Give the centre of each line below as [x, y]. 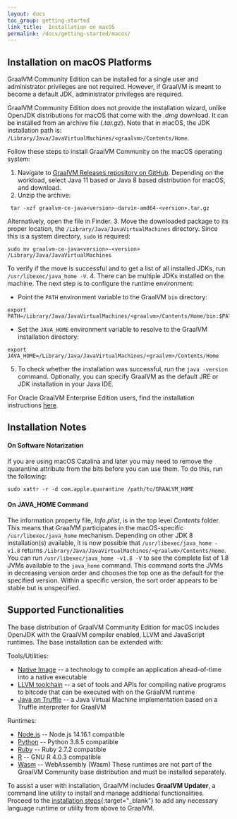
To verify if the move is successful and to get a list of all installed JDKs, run [116, 268]
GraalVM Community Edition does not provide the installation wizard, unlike [117, 108]
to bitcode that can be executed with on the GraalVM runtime [106, 692]
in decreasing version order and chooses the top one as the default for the [116, 573]
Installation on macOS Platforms [80, 62]
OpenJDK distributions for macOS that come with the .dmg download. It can [118, 115]
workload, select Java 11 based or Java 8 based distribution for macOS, [121, 180]
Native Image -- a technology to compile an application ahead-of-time [120, 669]
